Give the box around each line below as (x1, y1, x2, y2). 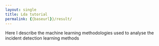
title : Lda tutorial (5, 12, 48, 17)
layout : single (5, 7, 37, 12)
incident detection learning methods (5, 35, 79, 41)
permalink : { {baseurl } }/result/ (5, 16, 72, 21)
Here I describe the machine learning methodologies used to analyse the (5, 30, 154, 36)
